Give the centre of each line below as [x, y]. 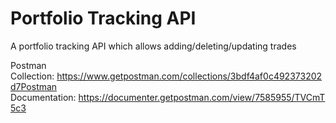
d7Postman [34, 86]
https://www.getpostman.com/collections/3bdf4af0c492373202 [189, 76]
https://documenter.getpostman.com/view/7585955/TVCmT [202, 97]
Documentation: [43, 97]
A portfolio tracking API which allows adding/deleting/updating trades [153, 46]
